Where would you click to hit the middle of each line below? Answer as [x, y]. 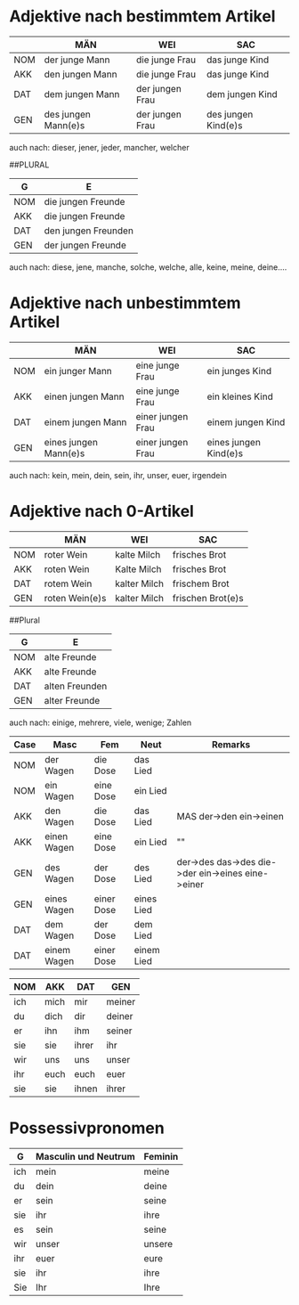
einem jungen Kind [246, 422]
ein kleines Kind [240, 396]
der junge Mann [77, 60]
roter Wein [66, 554]
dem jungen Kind [242, 94]
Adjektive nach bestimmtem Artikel [142, 16]
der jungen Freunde [85, 245]
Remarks [231, 744]
